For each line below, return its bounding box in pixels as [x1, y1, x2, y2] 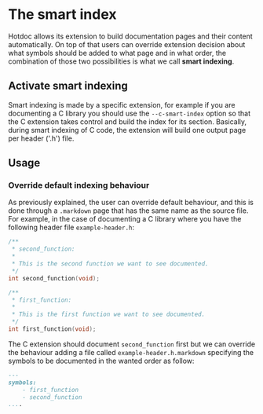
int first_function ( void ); [8, 325, 97, 333]
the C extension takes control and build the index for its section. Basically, [8, 116, 247, 126]
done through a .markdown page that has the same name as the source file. [8, 206, 249, 215]
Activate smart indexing [8, 79, 128, 93]
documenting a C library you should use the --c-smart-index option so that [8, 108, 251, 118]
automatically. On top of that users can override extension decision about [8, 39, 246, 49]
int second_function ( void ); [8, 274, 100, 282]
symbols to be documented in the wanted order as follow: [8, 356, 195, 365]
